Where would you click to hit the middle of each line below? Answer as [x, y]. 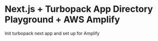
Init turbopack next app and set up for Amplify [52, 33]
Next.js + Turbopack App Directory [79, 9]
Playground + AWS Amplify [62, 20]
